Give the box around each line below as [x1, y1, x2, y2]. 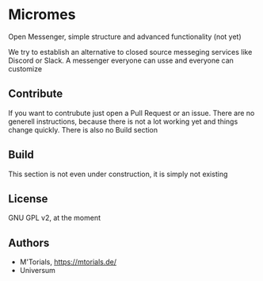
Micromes [8, 6, 76, 24]
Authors [8, 236, 50, 249]
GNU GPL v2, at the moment [8, 213, 101, 223]
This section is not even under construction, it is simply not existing [8, 169, 228, 179]
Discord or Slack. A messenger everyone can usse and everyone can [8, 56, 234, 65]
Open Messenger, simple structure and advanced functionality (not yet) [8, 32, 242, 41]
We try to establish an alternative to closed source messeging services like [8, 47, 253, 56]
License [8, 192, 48, 206]
